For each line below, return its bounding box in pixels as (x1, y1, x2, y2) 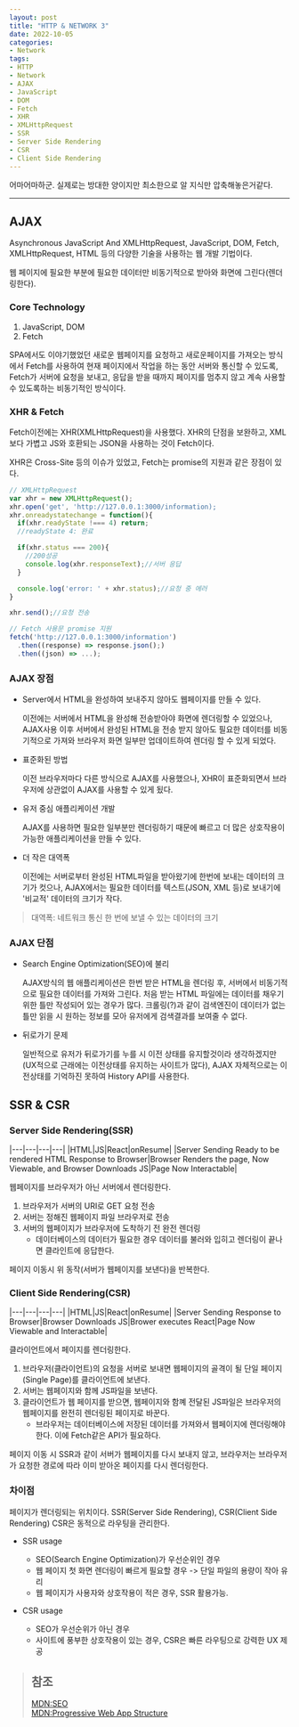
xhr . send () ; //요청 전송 (9, 608, 91, 617)
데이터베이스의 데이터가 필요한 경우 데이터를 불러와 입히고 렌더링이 (35, 1234, 267, 1245)
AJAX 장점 (9, 672, 54, 684)
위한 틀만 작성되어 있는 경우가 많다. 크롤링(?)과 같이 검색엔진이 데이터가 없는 (21, 999, 287, 1011)
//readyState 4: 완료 (17, 527, 93, 536)
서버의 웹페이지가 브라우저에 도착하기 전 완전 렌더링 (21, 1223, 201, 1234)
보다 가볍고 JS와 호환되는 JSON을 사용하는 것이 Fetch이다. (9, 437, 215, 448)
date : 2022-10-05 (9, 29, 74, 38)
